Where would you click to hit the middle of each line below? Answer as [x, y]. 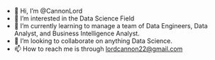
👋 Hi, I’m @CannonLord [48, 11]
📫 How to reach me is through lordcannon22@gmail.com [98, 49]
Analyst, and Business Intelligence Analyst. [77, 33]
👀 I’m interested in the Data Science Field [74, 18]
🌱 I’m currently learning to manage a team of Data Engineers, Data [111, 26]
